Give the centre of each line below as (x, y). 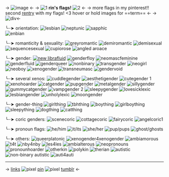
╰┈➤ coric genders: (26, 119)
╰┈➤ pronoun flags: (26, 129)
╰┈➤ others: (18, 139)
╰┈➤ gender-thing (24, 104)
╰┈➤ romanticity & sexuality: (34, 43)
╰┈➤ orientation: (22, 28)
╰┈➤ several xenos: (25, 78)
